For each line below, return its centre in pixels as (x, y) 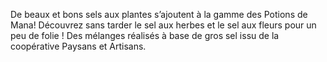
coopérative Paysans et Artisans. (78, 46)
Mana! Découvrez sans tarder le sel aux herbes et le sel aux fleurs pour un (163, 25)
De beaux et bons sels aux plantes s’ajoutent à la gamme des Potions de (159, 14)
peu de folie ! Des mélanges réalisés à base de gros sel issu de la (145, 35)
